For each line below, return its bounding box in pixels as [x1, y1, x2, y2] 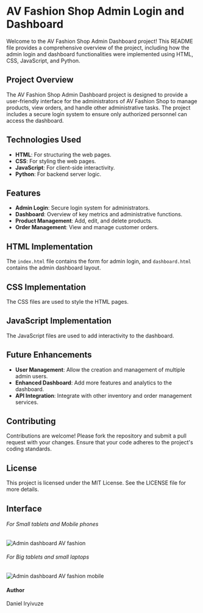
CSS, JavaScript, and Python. [6, 57, 80, 64]
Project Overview [6, 75, 74, 85]
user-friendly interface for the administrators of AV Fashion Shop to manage [6, 97, 198, 105]
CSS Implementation [6, 282, 87, 292]
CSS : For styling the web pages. [15, 157, 96, 164]
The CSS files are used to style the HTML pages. [6, 298, 129, 305]
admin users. [15, 372, 48, 380]
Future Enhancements [6, 350, 93, 360]
